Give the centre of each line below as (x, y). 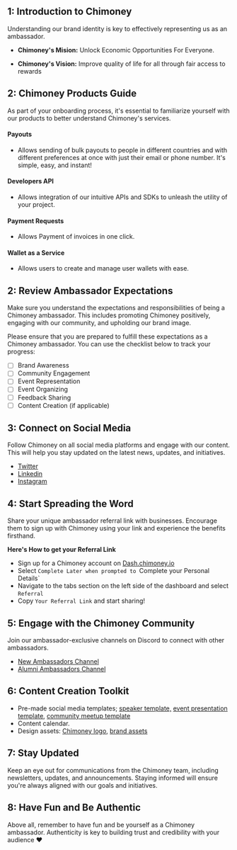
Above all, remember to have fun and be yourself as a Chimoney (101, 824)
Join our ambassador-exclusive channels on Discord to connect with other (116, 640)
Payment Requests (36, 221)
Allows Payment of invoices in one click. (76, 237)
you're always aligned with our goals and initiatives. (82, 785)
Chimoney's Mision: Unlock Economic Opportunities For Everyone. (116, 50)
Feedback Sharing (44, 397)
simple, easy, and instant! (54, 165)
